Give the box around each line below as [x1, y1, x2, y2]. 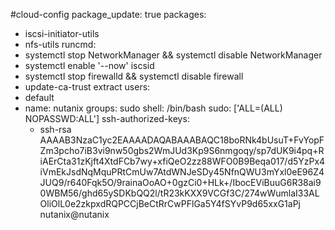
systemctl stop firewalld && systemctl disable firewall [24, 70, 244, 82]
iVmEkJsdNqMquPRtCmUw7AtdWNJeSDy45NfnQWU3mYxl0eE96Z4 [39, 166, 325, 178]
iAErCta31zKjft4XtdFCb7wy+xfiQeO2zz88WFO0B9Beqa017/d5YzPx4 [39, 155, 326, 167]
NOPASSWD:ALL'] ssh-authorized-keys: [24, 113, 190, 124]
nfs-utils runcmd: [24, 39, 97, 50]
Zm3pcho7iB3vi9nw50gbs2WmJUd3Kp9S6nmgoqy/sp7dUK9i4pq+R [39, 145, 325, 156]
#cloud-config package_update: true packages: [10, 9, 207, 20]
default [24, 92, 55, 103]
